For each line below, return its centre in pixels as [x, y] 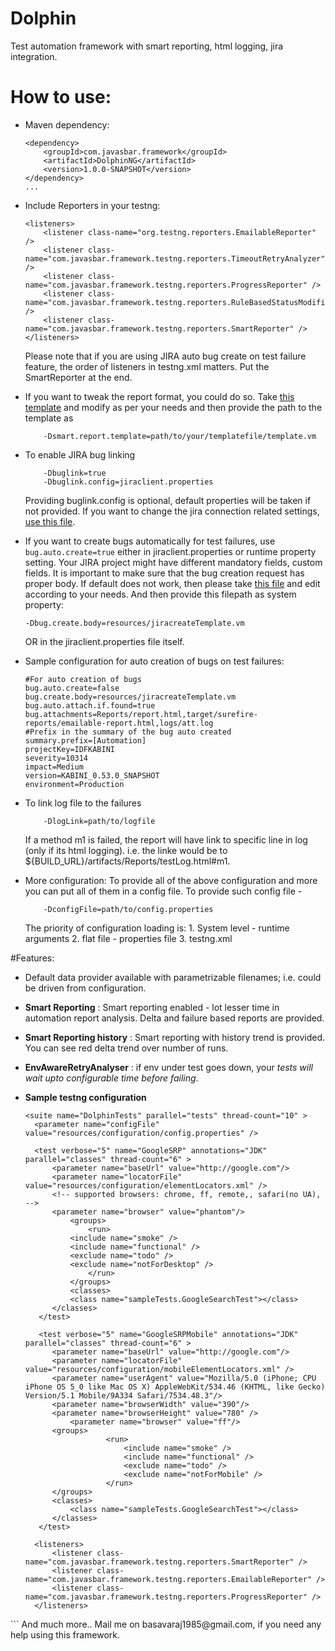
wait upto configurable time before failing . [111, 1078]
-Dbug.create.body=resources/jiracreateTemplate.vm [134, 623]
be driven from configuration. [85, 988]
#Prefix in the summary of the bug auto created [128, 732]
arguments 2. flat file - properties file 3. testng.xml [128, 938]
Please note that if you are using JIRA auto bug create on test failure [165, 356]
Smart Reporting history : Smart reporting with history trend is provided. [174, 1037]
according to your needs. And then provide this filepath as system [160, 594]
